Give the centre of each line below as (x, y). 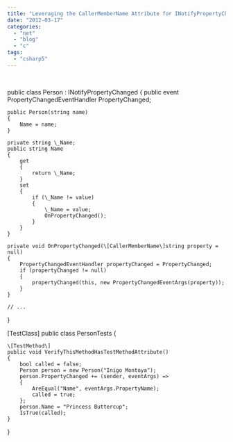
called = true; (54, 394)
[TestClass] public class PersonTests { (62, 333)
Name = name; (38, 124)
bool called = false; (51, 364)
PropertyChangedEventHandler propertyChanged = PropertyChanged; (116, 264)
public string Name (35, 149)
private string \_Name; (42, 142)
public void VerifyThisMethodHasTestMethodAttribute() (88, 352)
